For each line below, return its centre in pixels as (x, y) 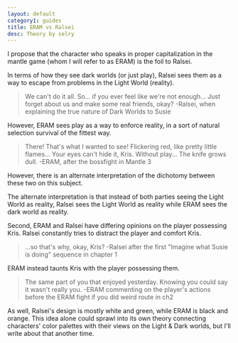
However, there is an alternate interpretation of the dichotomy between (111, 175)
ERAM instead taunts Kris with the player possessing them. (93, 268)
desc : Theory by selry (41, 34)
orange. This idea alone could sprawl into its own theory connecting (107, 318)
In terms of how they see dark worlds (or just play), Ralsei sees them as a (115, 75)
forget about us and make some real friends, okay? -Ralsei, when (120, 104)
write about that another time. (51, 334)
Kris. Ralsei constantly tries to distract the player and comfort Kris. (104, 233)
